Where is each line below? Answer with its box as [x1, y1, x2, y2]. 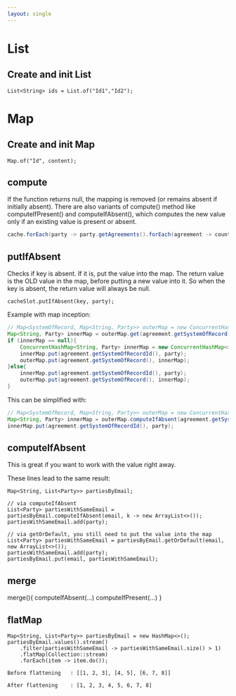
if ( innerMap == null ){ [7, 337, 77, 344]
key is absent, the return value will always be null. [7, 285, 151, 293]
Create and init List [7, 68, 92, 81]
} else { [7, 363, 27, 371]
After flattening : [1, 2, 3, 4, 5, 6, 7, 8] [7, 681, 152, 689]
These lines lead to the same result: [7, 474, 110, 483]
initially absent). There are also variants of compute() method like [7, 202, 196, 211]
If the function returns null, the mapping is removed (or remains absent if [7, 195, 218, 204]
